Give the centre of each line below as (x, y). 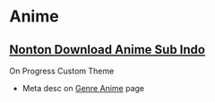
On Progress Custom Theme (62, 71)
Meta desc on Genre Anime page (83, 88)
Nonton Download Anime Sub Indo (107, 50)
